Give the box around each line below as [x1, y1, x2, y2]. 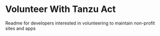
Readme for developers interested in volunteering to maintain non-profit [5, 20, 155, 26]
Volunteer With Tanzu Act [5, 3, 116, 15]
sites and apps [5, 25, 36, 31]
